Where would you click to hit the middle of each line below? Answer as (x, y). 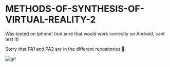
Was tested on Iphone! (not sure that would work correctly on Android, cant (85, 33)
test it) (12, 39)
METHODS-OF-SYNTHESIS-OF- (75, 9)
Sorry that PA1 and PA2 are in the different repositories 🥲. (66, 49)
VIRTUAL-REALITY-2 (51, 20)
